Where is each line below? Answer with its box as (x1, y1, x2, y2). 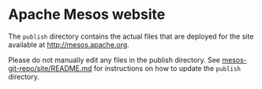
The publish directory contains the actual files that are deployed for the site (8, 32, 254, 41)
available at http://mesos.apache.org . (8, 39, 130, 49)
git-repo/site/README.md (8, 63, 92, 72)
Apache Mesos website (8, 6, 166, 24)
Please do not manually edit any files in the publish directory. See (8, 55, 221, 65)
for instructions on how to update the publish (93, 63, 241, 72)
